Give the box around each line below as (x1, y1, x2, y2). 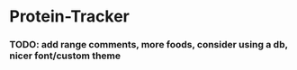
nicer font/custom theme (9, 49, 121, 62)
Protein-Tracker (9, 6, 130, 27)
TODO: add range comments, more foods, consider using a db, (9, 39, 288, 51)
